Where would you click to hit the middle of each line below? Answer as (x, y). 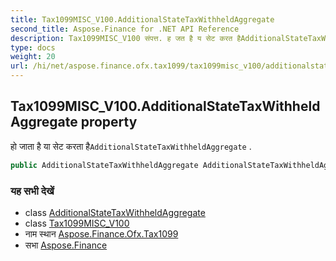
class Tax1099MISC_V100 (77, 223)
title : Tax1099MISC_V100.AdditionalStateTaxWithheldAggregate (142, 19)
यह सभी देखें (32, 191)
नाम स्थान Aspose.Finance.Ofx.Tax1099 (101, 233)
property (109, 122)
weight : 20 (33, 57)
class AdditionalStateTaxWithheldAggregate (115, 212)
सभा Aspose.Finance (66, 245)
